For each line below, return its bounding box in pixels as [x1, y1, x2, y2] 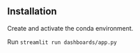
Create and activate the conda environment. [7, 24, 134, 32]
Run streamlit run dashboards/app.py [7, 38, 117, 46]
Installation [7, 6, 57, 17]
